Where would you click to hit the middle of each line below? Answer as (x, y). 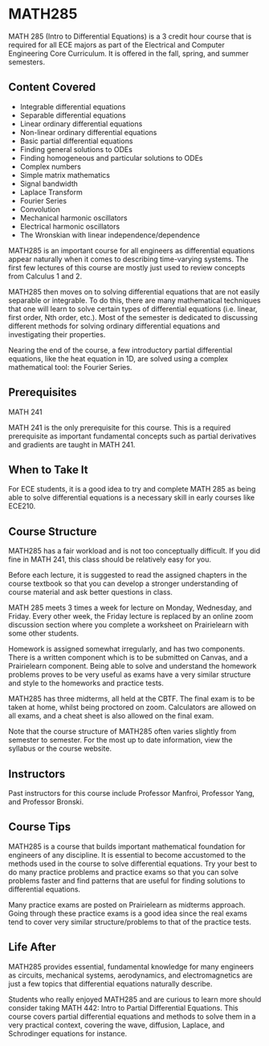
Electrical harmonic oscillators (70, 226)
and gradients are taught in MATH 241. (72, 444)
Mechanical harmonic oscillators (73, 217)
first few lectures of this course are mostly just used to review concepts (127, 267)
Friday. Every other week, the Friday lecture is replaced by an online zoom (131, 616)
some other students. (43, 633)
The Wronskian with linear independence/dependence (110, 235)
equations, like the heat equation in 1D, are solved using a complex (118, 358)
